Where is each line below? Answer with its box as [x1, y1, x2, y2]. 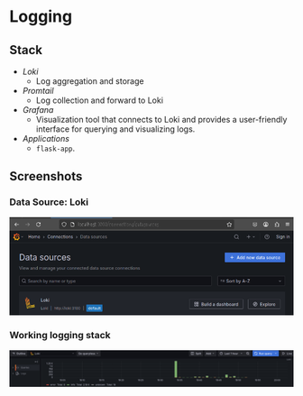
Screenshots [9, 169, 83, 184]
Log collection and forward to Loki [35, 95, 164, 106]
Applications [22, 134, 70, 143]
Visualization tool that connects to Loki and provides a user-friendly [35, 115, 288, 124]
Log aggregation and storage [35, 76, 144, 87]
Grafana [22, 105, 54, 115]
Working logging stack [9, 329, 111, 342]
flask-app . [35, 143, 76, 153]
